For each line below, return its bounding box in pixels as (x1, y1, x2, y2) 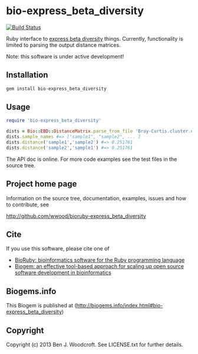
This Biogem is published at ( (6, 302, 77, 309)
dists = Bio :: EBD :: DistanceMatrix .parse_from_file (6, 128, 133, 134)
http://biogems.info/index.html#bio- (76, 302, 163, 309)
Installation (6, 70, 48, 80)
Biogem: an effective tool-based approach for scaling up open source (14, 263, 184, 270)
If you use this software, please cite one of (6, 245, 110, 252)
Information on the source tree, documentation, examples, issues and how (6, 194, 187, 202)
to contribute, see (6, 201, 49, 208)
